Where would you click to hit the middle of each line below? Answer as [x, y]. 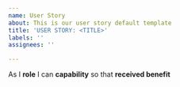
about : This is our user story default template [90, 23]
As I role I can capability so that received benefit [89, 74]
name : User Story [37, 15]
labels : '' [26, 38]
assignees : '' [32, 45]
